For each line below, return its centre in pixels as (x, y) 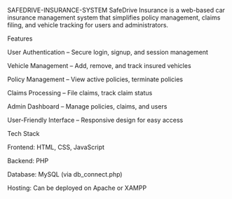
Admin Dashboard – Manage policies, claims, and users (87, 107)
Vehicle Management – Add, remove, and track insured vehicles (99, 66)
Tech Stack (23, 133)
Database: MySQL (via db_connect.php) (65, 174)
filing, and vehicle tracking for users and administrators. (88, 25)
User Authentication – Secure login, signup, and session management (108, 52)
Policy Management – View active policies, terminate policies (95, 79)
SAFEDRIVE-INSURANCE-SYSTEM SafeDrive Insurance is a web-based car (116, 10)
